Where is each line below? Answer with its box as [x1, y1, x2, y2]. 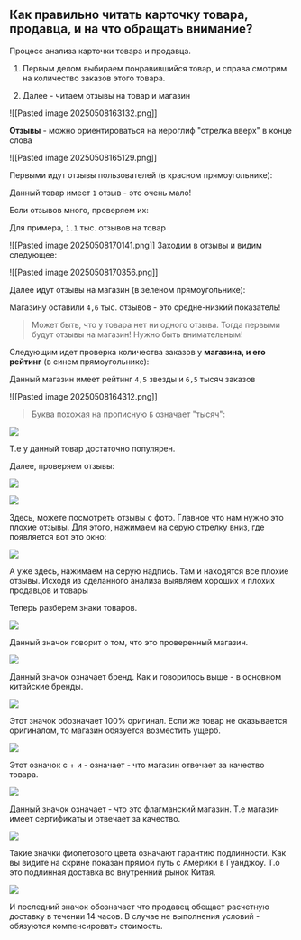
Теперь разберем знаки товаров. [9, 602, 138, 613]
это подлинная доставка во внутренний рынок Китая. [9, 867, 216, 878]
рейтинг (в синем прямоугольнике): [9, 356, 150, 367]
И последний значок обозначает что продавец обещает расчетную [9, 901, 270, 912]
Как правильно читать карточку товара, [9, 7, 249, 23]
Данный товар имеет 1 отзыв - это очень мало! [9, 187, 192, 198]
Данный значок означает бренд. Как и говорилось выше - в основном [9, 671, 282, 681]
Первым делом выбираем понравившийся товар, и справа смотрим [22, 62, 287, 73]
